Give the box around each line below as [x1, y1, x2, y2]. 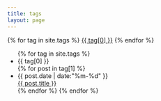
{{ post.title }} [17, 79, 57, 87]
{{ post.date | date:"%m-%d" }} [17, 71, 108, 80]
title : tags [7, 10, 42, 17]
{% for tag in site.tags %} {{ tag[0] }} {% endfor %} [7, 36, 155, 44]
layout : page [7, 17, 45, 24]
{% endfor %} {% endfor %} [17, 86, 99, 95]
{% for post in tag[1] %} [17, 64, 86, 72]
